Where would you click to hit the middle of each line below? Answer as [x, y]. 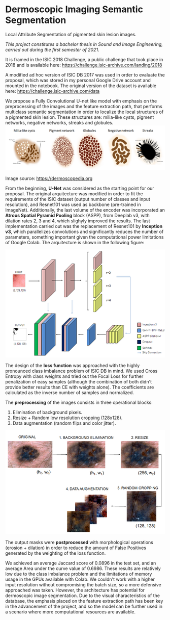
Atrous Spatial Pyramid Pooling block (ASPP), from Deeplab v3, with [77, 215]
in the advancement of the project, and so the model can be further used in [84, 606]
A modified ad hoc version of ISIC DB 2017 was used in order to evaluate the [85, 74]
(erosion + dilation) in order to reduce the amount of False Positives [76, 548]
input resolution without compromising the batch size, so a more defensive [83, 584]
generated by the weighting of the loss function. [56, 553]
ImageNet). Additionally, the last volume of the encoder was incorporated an [85, 210]
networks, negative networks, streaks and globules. [59, 122]
